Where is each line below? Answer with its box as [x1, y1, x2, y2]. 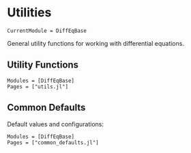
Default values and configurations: [7, 120, 104, 128]
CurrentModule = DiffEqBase [7, 27, 87, 34]
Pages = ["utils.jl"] [7, 83, 69, 90]
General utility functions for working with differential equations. [7, 39, 184, 47]
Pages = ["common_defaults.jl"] [7, 139, 99, 146]
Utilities [7, 5, 52, 20]
